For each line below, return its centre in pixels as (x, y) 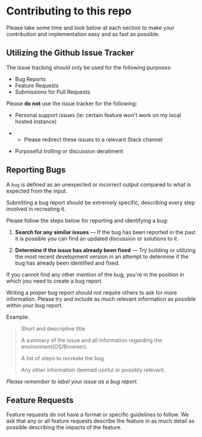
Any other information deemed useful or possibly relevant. (93, 370)
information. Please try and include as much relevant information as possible (101, 299)
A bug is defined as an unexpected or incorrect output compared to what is (99, 184)
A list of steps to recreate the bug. (63, 358)
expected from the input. (37, 191)
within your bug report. (35, 305)
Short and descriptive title (53, 328)
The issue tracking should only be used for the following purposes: (89, 67)
